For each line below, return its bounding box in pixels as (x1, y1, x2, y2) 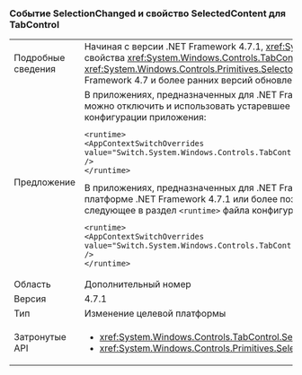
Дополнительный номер (84, 278, 191, 291)
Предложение (13, 176, 76, 188)
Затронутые (13, 331, 67, 344)
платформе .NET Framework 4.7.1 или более (84, 193, 279, 205)
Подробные (13, 52, 66, 65)
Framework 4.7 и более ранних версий (84, 74, 253, 87)
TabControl (9, 18, 60, 31)
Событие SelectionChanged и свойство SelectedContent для (9, 7, 286, 20)
